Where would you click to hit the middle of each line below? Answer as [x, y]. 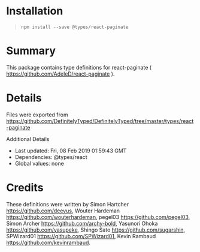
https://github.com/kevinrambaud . [49, 242]
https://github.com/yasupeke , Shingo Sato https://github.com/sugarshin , [96, 230]
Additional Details [28, 139]
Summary [31, 51]
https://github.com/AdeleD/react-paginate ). [60, 74]
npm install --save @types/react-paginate [75, 27]
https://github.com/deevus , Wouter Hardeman [63, 211]
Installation [35, 11]
